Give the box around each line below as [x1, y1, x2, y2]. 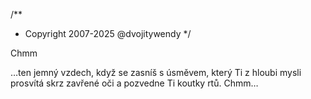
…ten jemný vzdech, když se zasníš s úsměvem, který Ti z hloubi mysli [10, 67, 302, 78]
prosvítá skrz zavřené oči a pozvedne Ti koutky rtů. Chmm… [10, 77, 259, 89]
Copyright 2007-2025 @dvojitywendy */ [24, 28, 192, 39]
